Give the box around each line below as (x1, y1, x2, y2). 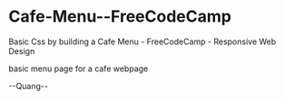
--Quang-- (8, 80, 49, 91)
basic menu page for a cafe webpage (8, 63, 149, 74)
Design (8, 45, 35, 56)
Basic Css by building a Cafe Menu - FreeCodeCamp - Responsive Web (8, 36, 277, 47)
